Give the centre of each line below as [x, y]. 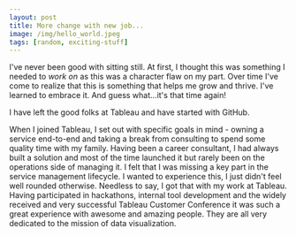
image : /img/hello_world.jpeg [65, 34]
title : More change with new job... [76, 26]
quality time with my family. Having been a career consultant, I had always [144, 148]
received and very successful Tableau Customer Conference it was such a [145, 205]
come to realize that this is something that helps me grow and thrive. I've [141, 86]
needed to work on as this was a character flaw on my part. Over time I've [144, 77]
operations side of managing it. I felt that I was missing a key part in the [139, 167]
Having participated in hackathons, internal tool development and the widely [148, 195]
